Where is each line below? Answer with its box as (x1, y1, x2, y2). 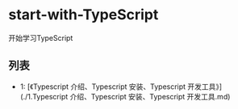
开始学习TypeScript (8, 33, 73, 42)
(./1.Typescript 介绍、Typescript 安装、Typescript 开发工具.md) (19, 91, 231, 101)
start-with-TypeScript (8, 6, 159, 24)
